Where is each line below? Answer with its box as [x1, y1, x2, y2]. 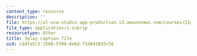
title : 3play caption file [6, 36, 72, 41]
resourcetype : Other [6, 30, 57, 36]
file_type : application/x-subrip [6, 24, 88, 31]
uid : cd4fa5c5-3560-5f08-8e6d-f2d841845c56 [6, 41, 114, 47]
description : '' [6, 14, 46, 20]
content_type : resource [6, 8, 64, 15]
